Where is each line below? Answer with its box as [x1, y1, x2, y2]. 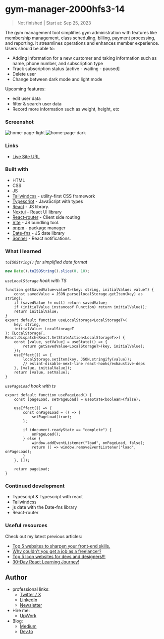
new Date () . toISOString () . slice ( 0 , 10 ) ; [5, 269, 90, 274]
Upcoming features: [5, 86, 46, 91]
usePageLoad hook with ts [5, 383, 56, 389]
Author [5, 573, 27, 581]
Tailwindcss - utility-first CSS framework [12, 193, 96, 199]
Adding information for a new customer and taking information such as [12, 55, 157, 61]
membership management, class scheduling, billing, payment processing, [5, 35, 156, 41]
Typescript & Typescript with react [12, 494, 83, 500]
